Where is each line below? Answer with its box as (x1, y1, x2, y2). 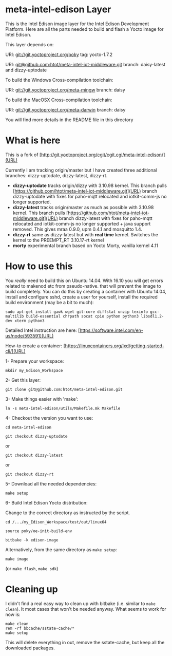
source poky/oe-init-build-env (5, 528, 72, 534)
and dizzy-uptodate (5, 67, 47, 73)
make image (5, 556, 29, 561)
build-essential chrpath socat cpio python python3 (26, 313, 139, 319)
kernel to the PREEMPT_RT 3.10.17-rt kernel (12, 237, 104, 243)
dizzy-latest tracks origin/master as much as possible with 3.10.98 (12, 204, 154, 210)
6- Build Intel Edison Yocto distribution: (5, 499, 88, 505)
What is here (5, 135, 61, 146)
